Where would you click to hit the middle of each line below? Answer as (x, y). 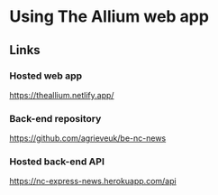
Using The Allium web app (109, 17)
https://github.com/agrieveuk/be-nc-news (88, 138)
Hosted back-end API (57, 162)
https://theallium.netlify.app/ (62, 95)
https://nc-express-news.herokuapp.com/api (93, 181)
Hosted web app (46, 76)
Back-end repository (55, 118)
